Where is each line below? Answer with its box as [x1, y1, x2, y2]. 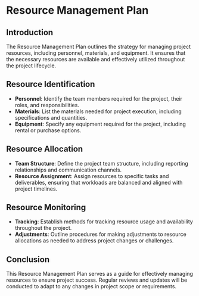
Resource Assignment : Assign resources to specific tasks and [14, 172, 169, 179]
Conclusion [6, 254, 50, 264]
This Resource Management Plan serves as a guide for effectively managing [6, 270, 194, 278]
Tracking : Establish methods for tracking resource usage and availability [14, 218, 194, 225]
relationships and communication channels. [14, 166, 122, 173]
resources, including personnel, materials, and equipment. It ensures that [6, 49, 186, 57]
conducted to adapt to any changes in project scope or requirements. [6, 283, 177, 290]
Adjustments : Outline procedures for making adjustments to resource [14, 230, 186, 238]
